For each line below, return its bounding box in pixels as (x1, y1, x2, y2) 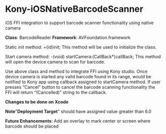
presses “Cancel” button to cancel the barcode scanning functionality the (5, 84, 155, 90)
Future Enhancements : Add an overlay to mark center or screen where (5, 118, 151, 124)
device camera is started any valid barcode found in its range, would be (5, 73, 152, 79)
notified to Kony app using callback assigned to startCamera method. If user (5, 79, 161, 85)
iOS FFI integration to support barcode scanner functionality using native (5, 20, 154, 26)
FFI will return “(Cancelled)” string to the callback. (5, 89, 108, 95)
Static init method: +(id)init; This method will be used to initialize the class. (5, 44, 157, 50)
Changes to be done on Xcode (5, 99, 68, 104)
